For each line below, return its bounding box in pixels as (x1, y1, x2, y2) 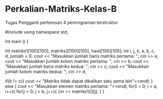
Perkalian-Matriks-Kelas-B (5, 3, 117, 15)
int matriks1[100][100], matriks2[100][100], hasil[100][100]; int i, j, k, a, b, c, (5, 48, 156, 54)
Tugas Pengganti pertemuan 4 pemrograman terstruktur (5, 20, 118, 25)
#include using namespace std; (5, 29, 69, 35)
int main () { (5, 38, 29, 44)
